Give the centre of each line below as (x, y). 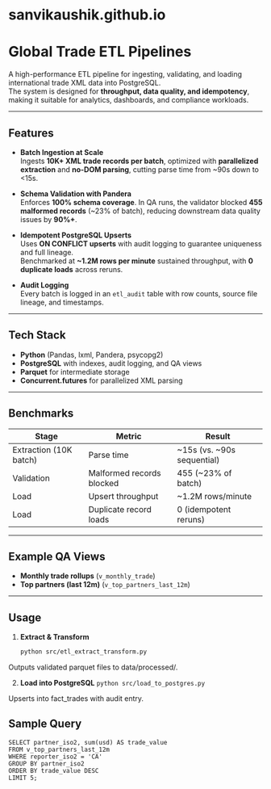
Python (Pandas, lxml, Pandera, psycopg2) (92, 355)
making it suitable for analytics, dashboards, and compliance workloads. (129, 100)
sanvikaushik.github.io (87, 15)
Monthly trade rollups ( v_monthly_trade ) (88, 576)
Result (218, 436)
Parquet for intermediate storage (75, 371)
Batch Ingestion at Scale (62, 152)
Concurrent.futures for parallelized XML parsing (101, 380)
